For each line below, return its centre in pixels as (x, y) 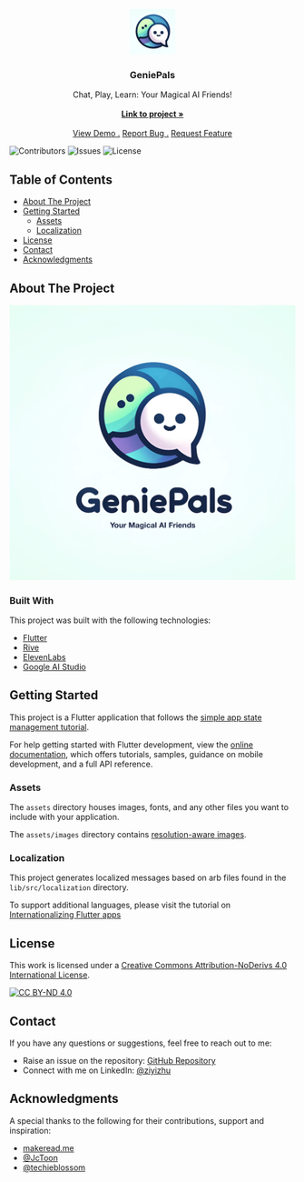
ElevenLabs (44, 657)
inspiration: (30, 1130)
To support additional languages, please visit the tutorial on (120, 905)
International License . (50, 975)
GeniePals (152, 75)
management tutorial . (49, 726)
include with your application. (64, 817)
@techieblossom (54, 1167)
